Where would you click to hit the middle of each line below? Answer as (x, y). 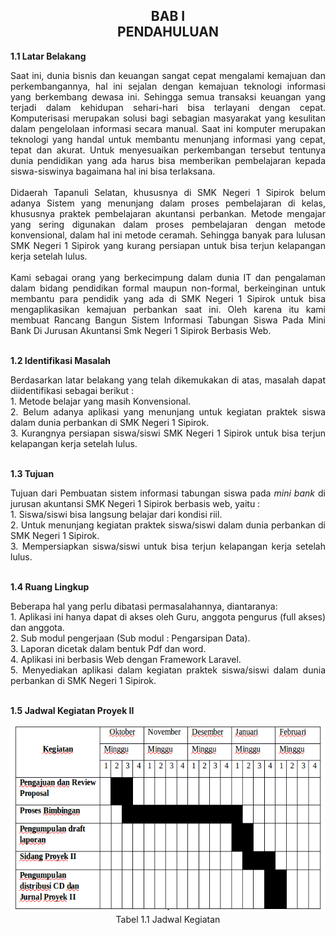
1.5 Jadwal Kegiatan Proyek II (72, 710)
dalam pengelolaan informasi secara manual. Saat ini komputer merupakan (168, 128)
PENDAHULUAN (168, 32)
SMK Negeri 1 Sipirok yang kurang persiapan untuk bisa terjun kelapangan (168, 245)
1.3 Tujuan (32, 473)
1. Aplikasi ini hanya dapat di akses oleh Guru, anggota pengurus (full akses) (168, 616)
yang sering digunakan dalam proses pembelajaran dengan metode (168, 224)
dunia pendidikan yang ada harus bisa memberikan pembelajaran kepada (168, 160)
